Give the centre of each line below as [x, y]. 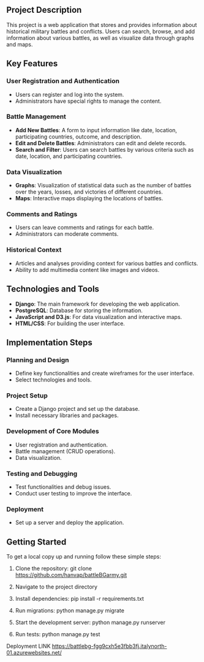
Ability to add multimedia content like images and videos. [87, 269]
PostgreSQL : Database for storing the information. [79, 310]
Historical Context [34, 250]
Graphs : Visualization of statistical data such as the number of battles [103, 186]
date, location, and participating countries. [69, 156]
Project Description [44, 10]
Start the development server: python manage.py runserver [90, 623]
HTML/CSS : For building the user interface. [70, 323]
